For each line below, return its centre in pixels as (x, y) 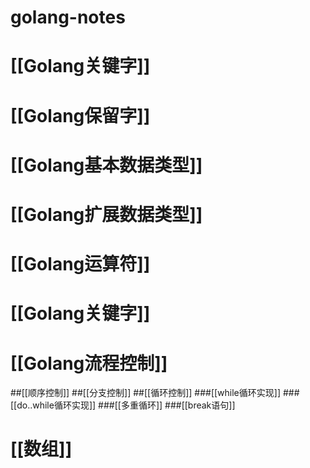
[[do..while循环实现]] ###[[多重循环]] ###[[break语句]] (123, 405)
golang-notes (68, 17)
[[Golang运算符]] (80, 264)
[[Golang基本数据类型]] (106, 165)
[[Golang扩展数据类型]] (106, 214)
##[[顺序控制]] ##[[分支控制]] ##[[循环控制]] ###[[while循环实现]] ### (155, 393)
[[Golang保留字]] (80, 115)
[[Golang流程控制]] (89, 363)
